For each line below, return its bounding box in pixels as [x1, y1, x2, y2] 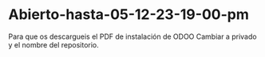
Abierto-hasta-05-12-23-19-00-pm [8, 6, 249, 24]
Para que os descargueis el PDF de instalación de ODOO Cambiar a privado [8, 32, 257, 41]
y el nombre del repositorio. [8, 40, 100, 49]
